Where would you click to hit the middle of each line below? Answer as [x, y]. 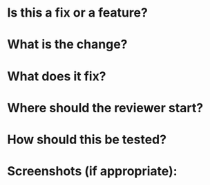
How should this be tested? [87, 139]
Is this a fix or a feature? [78, 13]
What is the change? [67, 45]
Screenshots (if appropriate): [92, 171]
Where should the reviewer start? [105, 108]
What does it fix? [57, 76]
